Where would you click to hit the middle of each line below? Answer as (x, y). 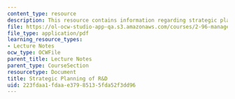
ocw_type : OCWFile (34, 53)
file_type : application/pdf (48, 33)
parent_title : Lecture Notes (50, 59)
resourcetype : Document (42, 72)
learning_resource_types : (45, 40)
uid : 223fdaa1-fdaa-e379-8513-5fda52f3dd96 (72, 85)
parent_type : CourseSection (48, 66)
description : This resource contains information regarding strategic (112, 20)
